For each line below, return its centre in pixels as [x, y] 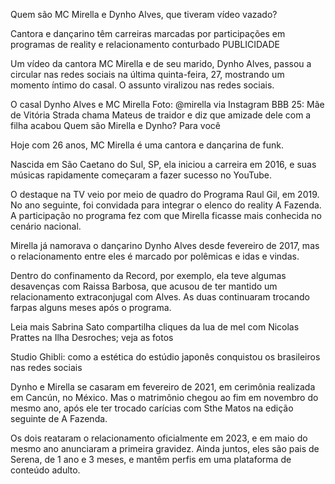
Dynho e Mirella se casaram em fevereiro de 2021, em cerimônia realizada [163, 387]
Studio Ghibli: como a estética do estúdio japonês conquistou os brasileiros [165, 357]
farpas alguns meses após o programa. [91, 307]
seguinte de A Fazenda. [59, 418]
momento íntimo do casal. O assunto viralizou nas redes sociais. [142, 85]
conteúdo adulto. [45, 470]
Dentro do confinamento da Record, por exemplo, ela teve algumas [148, 275]
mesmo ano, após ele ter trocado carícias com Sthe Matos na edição [152, 408]
